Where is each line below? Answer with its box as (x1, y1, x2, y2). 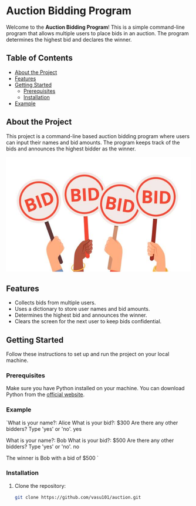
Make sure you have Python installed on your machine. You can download (6, 385, 185, 392)
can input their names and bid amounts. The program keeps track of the (6, 139, 180, 146)
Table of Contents (6, 53, 73, 63)
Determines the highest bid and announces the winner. (14, 311, 148, 319)
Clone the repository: (14, 482, 66, 489)
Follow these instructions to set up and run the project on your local (6, 350, 170, 357)
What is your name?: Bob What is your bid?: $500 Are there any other (6, 437, 174, 444)
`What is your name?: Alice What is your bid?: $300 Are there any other (6, 419, 178, 426)
